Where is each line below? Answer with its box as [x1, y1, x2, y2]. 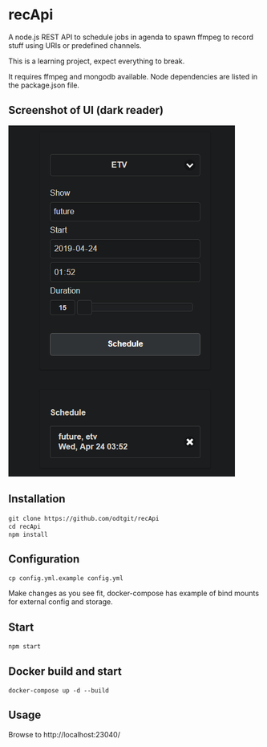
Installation [8, 492, 66, 506]
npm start [8, 643, 42, 651]
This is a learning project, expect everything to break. [8, 56, 185, 66]
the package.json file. [8, 80, 80, 90]
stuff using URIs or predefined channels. [8, 40, 142, 50]
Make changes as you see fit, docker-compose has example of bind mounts [8, 588, 259, 599]
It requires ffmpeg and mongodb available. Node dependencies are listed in [8, 71, 258, 81]
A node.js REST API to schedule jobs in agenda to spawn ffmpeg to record [8, 32, 254, 42]
